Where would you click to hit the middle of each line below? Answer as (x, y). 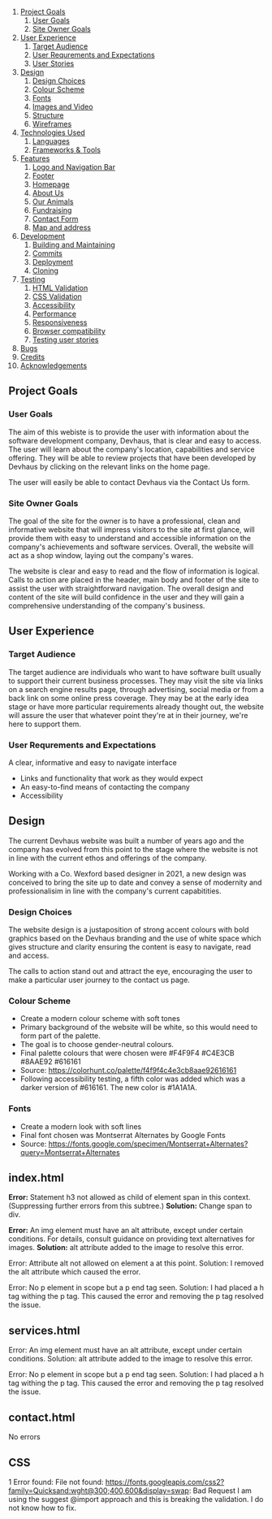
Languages (51, 141)
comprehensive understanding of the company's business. (107, 605)
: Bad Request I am (220, 1491)
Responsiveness (60, 322)
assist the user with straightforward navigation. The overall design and (126, 588)
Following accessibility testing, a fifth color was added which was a (133, 1079)
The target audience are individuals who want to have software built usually (135, 672)
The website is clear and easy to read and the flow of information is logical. (134, 571)
